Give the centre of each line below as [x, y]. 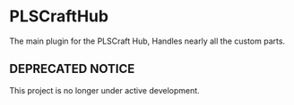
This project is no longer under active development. [104, 90]
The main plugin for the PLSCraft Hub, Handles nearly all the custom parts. [147, 41]
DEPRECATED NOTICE [72, 69]
